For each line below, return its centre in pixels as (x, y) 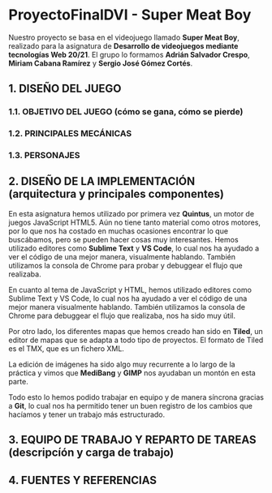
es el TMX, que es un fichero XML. (66, 348)
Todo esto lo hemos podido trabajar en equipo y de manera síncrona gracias (136, 397)
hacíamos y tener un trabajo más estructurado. (87, 414)
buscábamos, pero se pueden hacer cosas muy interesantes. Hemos (123, 239)
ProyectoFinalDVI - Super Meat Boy (130, 15)
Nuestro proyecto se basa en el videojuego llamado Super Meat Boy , (124, 37)
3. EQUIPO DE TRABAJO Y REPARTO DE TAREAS (133, 440)
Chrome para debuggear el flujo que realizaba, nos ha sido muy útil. (122, 315)
